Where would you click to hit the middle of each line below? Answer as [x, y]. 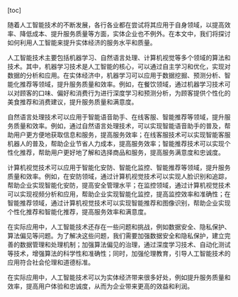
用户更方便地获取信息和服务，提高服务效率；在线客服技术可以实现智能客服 [122, 135]
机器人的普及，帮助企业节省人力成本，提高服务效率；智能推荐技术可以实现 [116, 144]
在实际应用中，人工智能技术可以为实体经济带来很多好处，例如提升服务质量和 [119, 277]
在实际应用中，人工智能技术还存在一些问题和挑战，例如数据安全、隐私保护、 [119, 227]
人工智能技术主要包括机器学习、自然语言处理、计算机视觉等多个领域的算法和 [119, 57]
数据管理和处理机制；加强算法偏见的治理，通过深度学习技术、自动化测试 [125, 245]
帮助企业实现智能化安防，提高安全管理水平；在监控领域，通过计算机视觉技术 [119, 185]
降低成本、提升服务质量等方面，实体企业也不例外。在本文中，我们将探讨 [125, 34]
